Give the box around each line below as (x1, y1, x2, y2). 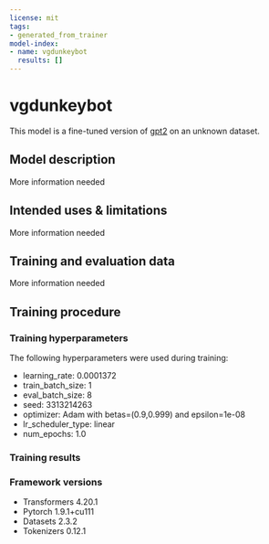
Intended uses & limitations (9, 203, 168, 219)
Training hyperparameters (9, 331, 129, 344)
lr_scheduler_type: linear (22, 419, 116, 430)
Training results (9, 451, 81, 464)
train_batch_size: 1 (22, 380, 92, 391)
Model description (9, 152, 116, 167)
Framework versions (9, 475, 103, 488)
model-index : (9, 38, 59, 48)
